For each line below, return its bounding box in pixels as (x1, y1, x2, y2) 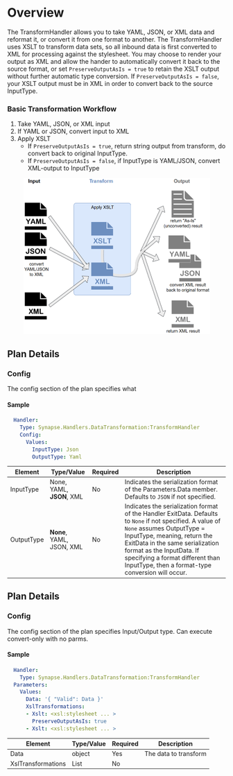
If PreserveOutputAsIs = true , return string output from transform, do (27, 142, 226, 150)
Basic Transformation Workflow (7, 104, 116, 114)
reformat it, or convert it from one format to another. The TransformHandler (7, 35, 223, 43)
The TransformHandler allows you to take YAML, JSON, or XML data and (7, 28, 215, 36)
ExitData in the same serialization (124, 539, 220, 547)
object (71, 750, 90, 758)
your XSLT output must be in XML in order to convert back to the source (7, 79, 213, 87)
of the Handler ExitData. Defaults (124, 510, 218, 518)
